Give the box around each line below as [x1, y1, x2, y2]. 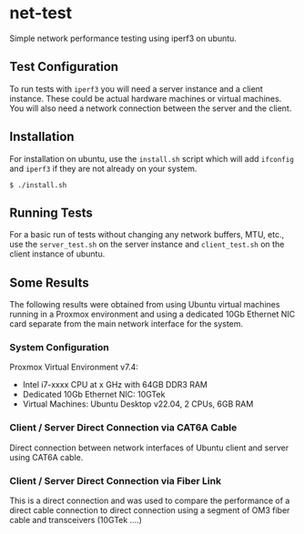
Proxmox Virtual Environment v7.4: [9, 362, 139, 373]
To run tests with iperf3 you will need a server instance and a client [9, 83, 264, 94]
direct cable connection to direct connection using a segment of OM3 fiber [9, 505, 290, 516]
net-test [9, 3, 73, 24]
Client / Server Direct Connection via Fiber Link [9, 474, 221, 487]
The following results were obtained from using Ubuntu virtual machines [9, 299, 280, 310]
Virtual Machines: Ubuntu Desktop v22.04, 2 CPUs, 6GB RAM [22, 398, 254, 409]
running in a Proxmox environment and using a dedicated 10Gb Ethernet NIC [9, 308, 296, 320]
